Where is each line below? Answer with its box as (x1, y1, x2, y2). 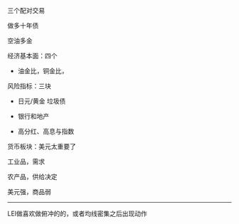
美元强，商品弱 (7, 188, 51, 196)
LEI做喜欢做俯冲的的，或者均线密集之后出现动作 (7, 209, 148, 218)
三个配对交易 (7, 6, 45, 14)
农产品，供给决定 (7, 173, 58, 181)
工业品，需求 (7, 157, 45, 166)
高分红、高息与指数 (17, 127, 75, 135)
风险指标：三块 (7, 82, 51, 90)
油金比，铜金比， (17, 67, 68, 75)
